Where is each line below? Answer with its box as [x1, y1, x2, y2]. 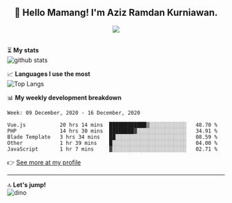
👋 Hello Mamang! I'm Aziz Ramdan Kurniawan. [14, 7, 218, 19]
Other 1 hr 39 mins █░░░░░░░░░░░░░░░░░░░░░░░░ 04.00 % [7, 139, 217, 146]
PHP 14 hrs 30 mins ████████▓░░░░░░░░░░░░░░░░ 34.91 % [7, 127, 217, 135]
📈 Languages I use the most [7, 70, 91, 78]
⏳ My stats [7, 46, 39, 54]
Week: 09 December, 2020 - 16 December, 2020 [7, 109, 140, 116]
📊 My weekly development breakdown [7, 93, 122, 101]
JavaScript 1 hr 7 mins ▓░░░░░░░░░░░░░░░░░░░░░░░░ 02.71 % [7, 146, 217, 153]
